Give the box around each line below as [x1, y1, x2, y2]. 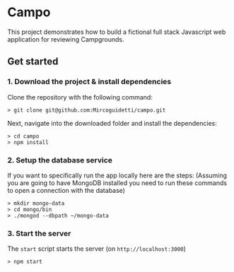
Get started [7, 56, 59, 68]
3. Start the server [7, 228, 71, 238]
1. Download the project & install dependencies [7, 77, 172, 87]
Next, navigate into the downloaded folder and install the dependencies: [7, 119, 218, 127]
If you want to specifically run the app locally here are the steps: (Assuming [7, 171, 228, 179]
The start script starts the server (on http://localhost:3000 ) [7, 244, 186, 253]
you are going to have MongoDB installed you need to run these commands [7, 178, 228, 187]
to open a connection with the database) [7, 186, 126, 194]
